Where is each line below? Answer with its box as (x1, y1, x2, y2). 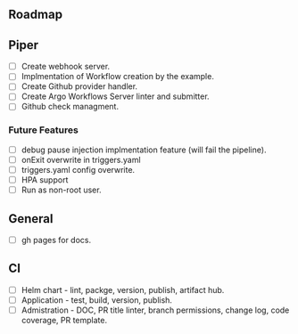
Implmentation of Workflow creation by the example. (21, 71, 215, 82)
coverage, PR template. (21, 315, 108, 325)
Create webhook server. (21, 61, 111, 72)
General (8, 211, 54, 226)
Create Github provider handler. (21, 81, 138, 92)
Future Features (8, 124, 79, 136)
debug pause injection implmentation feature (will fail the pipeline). (21, 144, 267, 155)
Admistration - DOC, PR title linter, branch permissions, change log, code (21, 305, 290, 315)
